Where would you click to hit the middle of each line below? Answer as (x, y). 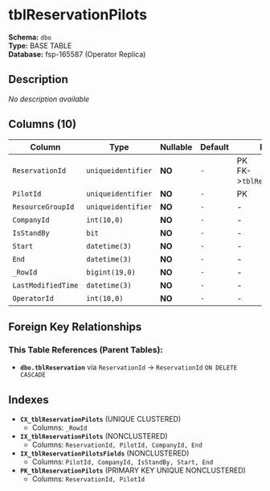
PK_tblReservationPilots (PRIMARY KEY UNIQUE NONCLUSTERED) (133, 470)
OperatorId (33, 298)
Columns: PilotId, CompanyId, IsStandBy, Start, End (123, 462)
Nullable (176, 146)
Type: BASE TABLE (40, 45)
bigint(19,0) (111, 272)
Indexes (29, 400)
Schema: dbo (30, 37)
